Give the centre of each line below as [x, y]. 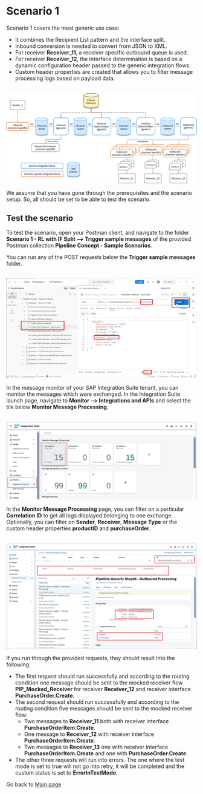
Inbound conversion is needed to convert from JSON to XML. [91, 46]
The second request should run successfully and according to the [97, 702]
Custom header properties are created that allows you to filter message [104, 71]
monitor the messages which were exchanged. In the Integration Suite [93, 394]
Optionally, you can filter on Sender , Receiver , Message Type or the [92, 522]
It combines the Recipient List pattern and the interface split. [90, 39]
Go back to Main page [34, 784]
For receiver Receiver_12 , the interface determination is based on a [98, 59]
